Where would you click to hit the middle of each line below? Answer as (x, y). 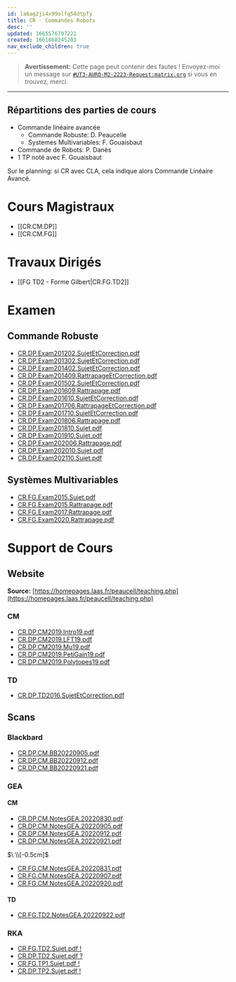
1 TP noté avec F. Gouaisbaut (59, 157)
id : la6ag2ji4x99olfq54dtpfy (50, 14)
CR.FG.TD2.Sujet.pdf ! (50, 949)
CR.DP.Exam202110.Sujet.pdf (60, 458)
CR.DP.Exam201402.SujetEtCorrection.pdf (79, 368)
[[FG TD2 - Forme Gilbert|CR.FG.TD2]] (73, 282)
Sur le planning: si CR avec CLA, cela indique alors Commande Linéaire (110, 170)
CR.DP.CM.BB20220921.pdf (58, 768)
